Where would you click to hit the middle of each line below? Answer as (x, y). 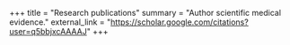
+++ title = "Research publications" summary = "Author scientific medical (145, 13)
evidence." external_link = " (60, 22)
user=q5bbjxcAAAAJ (48, 31)
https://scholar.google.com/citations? (180, 22)
